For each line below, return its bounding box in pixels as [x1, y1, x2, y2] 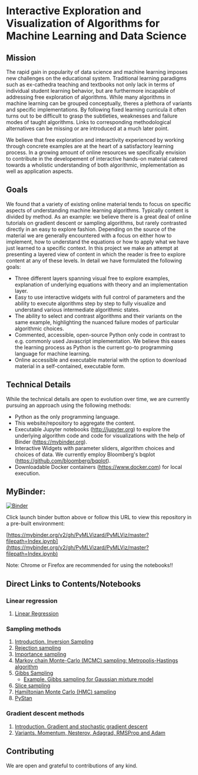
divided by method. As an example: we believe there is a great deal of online [6, 213, 192, 220]
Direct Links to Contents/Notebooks [6, 579, 141, 589]
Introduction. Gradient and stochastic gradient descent [14, 722, 148, 730]
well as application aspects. [6, 168, 74, 175]
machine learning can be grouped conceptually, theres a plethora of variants [6, 100, 192, 107]
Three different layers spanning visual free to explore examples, [14, 275, 170, 282]
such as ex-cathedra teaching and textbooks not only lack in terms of [6, 81, 175, 88]
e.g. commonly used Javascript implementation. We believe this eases [14, 337, 186, 344]
